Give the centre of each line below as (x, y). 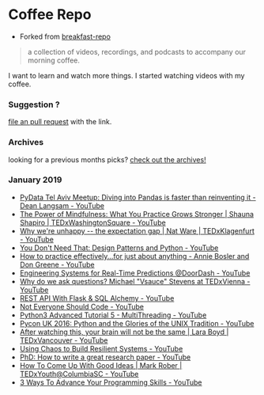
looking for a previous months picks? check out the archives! (107, 159)
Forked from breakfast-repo (65, 36)
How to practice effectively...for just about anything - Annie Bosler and (134, 256)
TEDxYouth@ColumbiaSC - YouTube (79, 374)
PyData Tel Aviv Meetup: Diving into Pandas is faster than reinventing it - (138, 197)
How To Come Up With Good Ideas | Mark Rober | (101, 365)
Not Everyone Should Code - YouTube (82, 306)
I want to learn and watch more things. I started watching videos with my (126, 75)
